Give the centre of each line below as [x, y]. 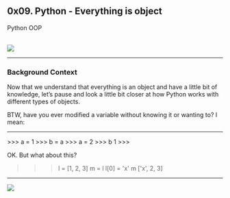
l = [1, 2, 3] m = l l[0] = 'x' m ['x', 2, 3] [110, 169]
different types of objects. [44, 101]
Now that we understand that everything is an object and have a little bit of [112, 87]
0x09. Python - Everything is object [85, 11]
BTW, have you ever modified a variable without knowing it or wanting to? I [112, 115]
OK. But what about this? [42, 155]
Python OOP [25, 27]
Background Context [42, 72]
